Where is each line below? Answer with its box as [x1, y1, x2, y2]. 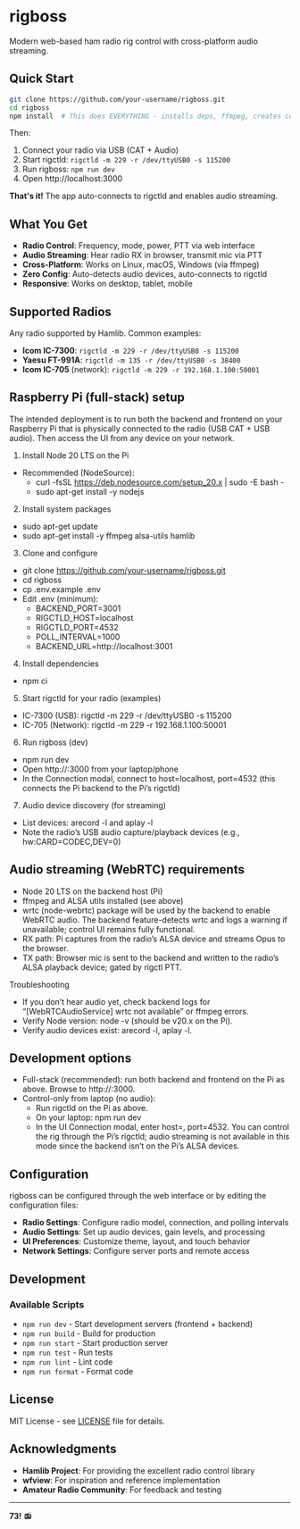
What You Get [9, 216, 87, 231]
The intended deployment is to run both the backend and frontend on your [9, 414, 283, 424]
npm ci [21, 675, 48, 686]
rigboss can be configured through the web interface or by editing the [9, 1191, 267, 1201]
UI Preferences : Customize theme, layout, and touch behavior [21, 1236, 251, 1247]
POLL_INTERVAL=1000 [35, 631, 121, 642]
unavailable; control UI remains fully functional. [21, 923, 196, 934]
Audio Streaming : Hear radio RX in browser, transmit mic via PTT [21, 250, 263, 261]
